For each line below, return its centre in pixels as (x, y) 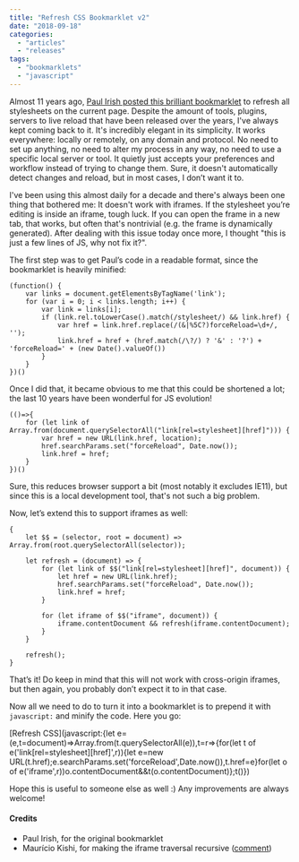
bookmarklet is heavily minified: (68, 269)
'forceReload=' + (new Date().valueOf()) (88, 349)
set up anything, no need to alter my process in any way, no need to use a (145, 149)
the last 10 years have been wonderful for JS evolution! (111, 398)
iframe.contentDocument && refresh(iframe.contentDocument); (174, 624)
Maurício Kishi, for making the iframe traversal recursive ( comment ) (147, 848)
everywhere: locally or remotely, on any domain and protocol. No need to (144, 139)
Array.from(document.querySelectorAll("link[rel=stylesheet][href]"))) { (150, 430)
